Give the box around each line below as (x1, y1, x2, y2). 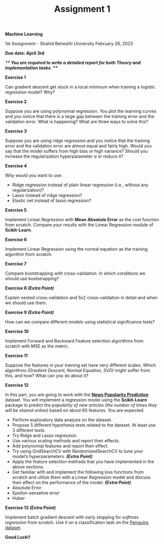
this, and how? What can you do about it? (5, 372, 89, 379)
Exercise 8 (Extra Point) (5, 285, 54, 291)
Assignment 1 (54, 3, 111, 15)
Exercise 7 (5, 261, 27, 267)
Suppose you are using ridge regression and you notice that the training (5, 138, 150, 143)
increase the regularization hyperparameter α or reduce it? (5, 153, 123, 159)
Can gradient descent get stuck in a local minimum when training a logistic (5, 84, 156, 90)
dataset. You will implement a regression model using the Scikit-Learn (5, 397, 147, 403)
